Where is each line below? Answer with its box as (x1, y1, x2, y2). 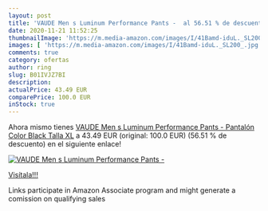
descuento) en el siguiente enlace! (8, 139, 122, 149)
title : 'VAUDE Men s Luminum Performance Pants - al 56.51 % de (8, 19, 230, 27)
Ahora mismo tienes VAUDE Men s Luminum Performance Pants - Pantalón (8, 123, 255, 132)
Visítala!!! (8, 170, 38, 180)
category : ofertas (8, 57, 69, 64)
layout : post (8, 11, 52, 20)
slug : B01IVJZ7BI (8, 71, 66, 79)
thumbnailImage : (8, 33, 62, 42)
